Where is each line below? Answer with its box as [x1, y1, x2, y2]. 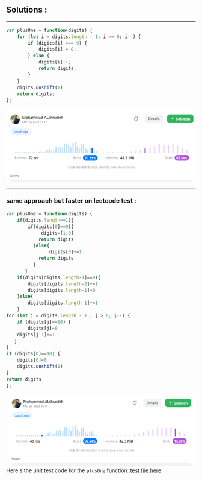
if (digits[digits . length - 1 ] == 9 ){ [17, 274, 101, 280]
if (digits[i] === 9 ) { [28, 40, 87, 46]
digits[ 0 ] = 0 [17, 357, 47, 364]
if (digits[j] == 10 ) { [17, 319, 71, 325]
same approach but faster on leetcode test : [6, 196, 136, 204]
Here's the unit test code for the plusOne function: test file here [6, 467, 162, 474]
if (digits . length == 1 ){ [17, 217, 74, 223]
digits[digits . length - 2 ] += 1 [28, 280, 98, 287]
